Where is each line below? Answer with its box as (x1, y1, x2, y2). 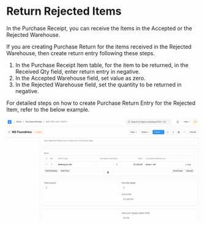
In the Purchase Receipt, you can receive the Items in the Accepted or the (6, 25, 193, 32)
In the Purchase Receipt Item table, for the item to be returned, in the (15, 61, 188, 69)
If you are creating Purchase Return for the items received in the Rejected (6, 43, 192, 50)
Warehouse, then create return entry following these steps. (6, 49, 155, 56)
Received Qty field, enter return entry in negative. (15, 67, 141, 75)
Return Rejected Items (6, 4, 122, 18)
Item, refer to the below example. (6, 105, 90, 113)
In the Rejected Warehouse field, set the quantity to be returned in (15, 81, 182, 88)
